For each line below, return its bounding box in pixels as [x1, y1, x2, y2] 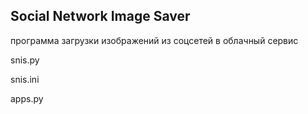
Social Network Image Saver [10, 8, 191, 25]
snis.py [10, 54, 40, 66]
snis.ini [10, 73, 40, 85]
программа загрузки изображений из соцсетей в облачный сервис [10, 34, 299, 46]
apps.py [10, 92, 44, 104]
